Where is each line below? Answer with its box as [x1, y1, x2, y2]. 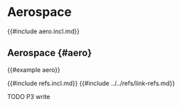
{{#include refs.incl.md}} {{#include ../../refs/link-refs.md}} [7, 79, 175, 87]
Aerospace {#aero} [7, 47, 92, 59]
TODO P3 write [7, 92, 51, 100]
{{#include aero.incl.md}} [7, 27, 80, 35]
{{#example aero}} [7, 65, 60, 73]
